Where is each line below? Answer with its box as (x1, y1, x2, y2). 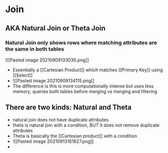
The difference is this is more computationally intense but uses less (12, 83, 154, 89)
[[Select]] (12, 72, 33, 78)
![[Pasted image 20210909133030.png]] (5, 57, 89, 63)
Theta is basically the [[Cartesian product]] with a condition (12, 133, 137, 139)
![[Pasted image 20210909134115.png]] (12, 77, 95, 83)
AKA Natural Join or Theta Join (5, 24, 106, 33)
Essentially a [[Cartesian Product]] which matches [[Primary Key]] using (12, 67, 163, 73)
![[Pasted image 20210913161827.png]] (12, 138, 94, 144)
